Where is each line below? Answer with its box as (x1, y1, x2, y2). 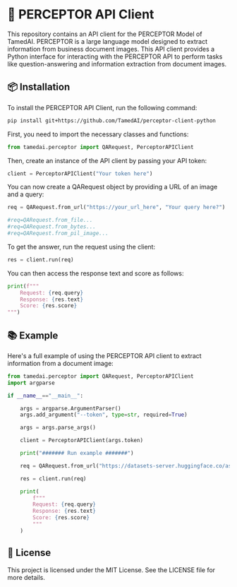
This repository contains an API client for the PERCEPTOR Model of (7, 30, 202, 38)
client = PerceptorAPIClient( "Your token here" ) (7, 170, 153, 177)
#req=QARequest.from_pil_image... (7, 230, 109, 237)
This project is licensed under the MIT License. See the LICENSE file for (7, 565, 216, 574)
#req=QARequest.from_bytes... (7, 223, 97, 230)
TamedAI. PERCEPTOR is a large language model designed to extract (7, 37, 208, 45)
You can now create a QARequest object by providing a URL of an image (7, 183, 218, 191)
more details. (7, 573, 46, 581)
